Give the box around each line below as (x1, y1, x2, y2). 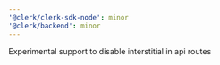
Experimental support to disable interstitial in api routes (8, 45, 212, 56)
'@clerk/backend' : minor (8, 21, 101, 30)
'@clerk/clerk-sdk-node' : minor (8, 12, 129, 22)
